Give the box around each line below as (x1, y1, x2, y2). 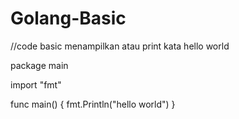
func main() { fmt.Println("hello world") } (10, 98, 176, 110)
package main (10, 59, 69, 71)
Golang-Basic (10, 7, 127, 30)
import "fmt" (10, 78, 62, 91)
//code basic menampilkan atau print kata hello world (10, 40, 230, 52)
